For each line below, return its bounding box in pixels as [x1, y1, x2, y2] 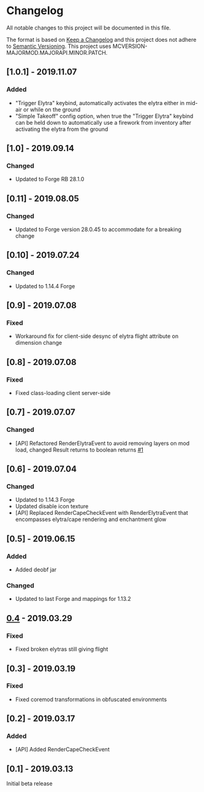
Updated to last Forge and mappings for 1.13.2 [15, 595, 132, 603]
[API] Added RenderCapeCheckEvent [15, 746, 110, 753]
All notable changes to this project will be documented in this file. [6, 24, 172, 31]
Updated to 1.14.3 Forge [15, 496, 75, 504]
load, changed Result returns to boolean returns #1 [15, 446, 144, 453]
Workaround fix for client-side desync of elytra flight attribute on [15, 332, 179, 340]
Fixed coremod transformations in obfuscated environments [15, 696, 167, 703]
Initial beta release [6, 780, 53, 787]
